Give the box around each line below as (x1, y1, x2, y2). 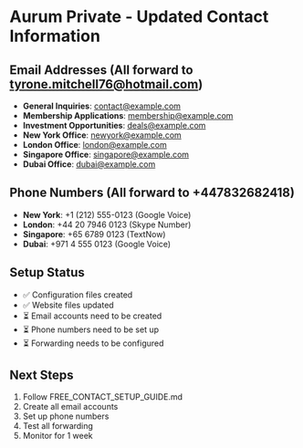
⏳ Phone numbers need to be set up (22, 324, 160, 335)
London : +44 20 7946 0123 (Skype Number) (22, 219, 192, 230)
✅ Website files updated (22, 299, 114, 310)
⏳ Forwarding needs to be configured (22, 338, 164, 349)
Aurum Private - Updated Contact (9, 6, 269, 27)
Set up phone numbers (22, 411, 110, 422)
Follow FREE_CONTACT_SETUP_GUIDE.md (22, 391, 183, 402)
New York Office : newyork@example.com (22, 130, 183, 141)
